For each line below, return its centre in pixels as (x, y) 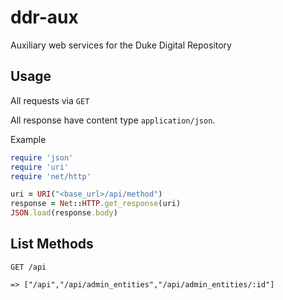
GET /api (28, 267)
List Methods (52, 244)
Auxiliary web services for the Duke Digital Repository (121, 45)
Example (28, 139)
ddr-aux (44, 17)
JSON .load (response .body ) (64, 213)
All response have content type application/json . (113, 120)
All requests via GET (50, 100)
